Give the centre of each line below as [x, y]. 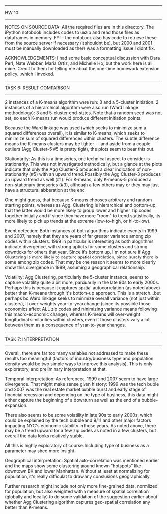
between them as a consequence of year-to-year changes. [66, 325]
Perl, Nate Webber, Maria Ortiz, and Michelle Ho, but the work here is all [79, 63]
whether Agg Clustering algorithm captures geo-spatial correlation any [78, 502]
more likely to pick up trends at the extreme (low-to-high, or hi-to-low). [78, 221]
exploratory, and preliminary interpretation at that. [56, 369]
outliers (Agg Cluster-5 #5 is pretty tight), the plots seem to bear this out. [80, 149]
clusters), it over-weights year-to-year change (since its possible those [78, 303]
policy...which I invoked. [30, 74]
